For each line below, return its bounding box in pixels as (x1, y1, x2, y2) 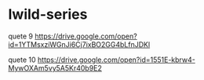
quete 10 (8, 55, 37, 64)
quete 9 (8, 31, 34, 41)
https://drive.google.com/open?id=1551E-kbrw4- (38, 55, 196, 64)
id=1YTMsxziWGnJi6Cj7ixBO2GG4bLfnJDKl (8, 39, 151, 49)
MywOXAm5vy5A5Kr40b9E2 (8, 63, 102, 72)
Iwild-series (8, 5, 88, 24)
